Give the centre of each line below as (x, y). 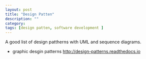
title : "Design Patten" (30, 14)
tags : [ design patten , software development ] (54, 28)
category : (15, 23)
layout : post (19, 10)
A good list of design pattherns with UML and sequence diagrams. (73, 42)
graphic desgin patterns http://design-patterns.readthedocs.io (76, 52)
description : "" (22, 19)
